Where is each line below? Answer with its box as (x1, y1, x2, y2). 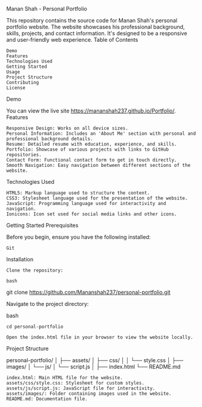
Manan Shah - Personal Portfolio (6, 5, 88, 12)
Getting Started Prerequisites (6, 222, 79, 229)
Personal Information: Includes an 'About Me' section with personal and (6, 131, 197, 137)
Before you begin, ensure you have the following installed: (6, 233, 151, 241)
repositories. (6, 152, 42, 158)
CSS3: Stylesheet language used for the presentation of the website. (6, 195, 188, 201)
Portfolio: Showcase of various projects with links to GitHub (6, 146, 169, 152)
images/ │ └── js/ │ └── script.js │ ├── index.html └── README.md (6, 363, 181, 370)
